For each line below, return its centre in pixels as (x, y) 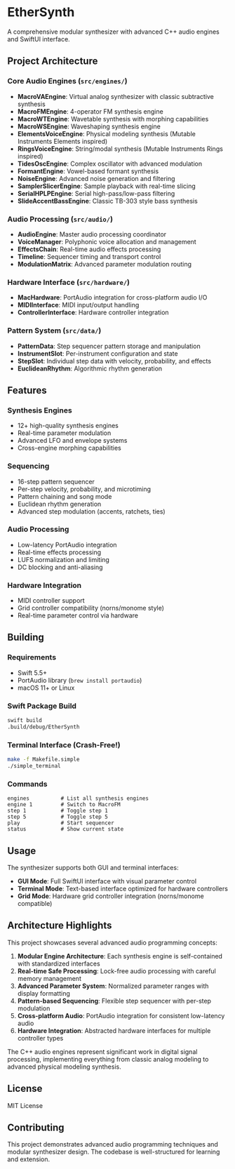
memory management (49, 978)
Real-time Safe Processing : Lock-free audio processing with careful (116, 971)
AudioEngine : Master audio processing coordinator (92, 234)
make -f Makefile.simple (43, 760)
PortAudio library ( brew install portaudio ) (80, 680)
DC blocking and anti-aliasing (60, 567)
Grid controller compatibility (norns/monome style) (91, 608)
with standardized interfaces (59, 963)
